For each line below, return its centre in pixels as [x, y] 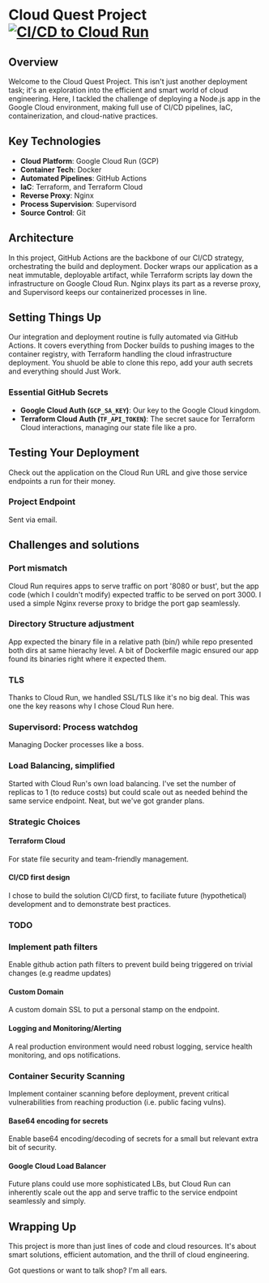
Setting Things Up [55, 318]
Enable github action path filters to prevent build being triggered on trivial [131, 964]
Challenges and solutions [74, 545]
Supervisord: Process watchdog [73, 727]
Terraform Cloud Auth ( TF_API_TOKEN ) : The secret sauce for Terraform [137, 418]
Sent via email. [33, 520]
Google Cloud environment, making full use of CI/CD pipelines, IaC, [121, 107]
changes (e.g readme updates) [60, 973]
